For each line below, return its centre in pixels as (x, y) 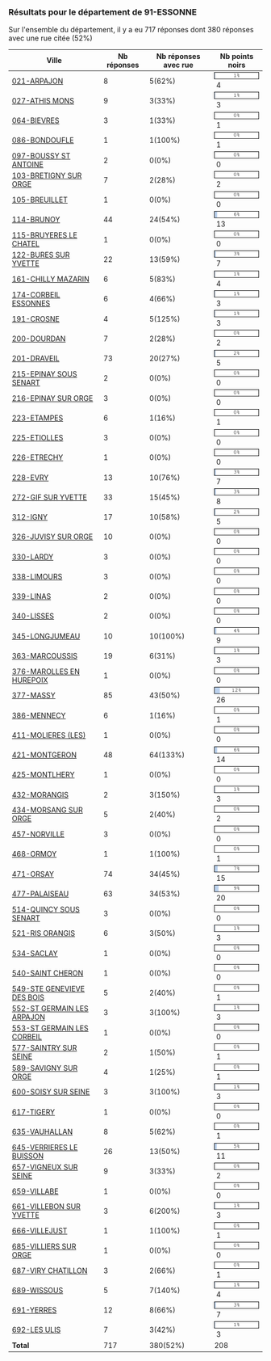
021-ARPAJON (38, 81)
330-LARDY (33, 557)
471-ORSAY (33, 874)
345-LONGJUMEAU (46, 636)
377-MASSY (34, 695)
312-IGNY (30, 517)
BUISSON (28, 1156)
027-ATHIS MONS (43, 100)
